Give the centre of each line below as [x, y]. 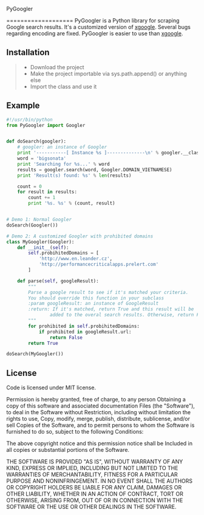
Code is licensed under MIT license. [51, 387]
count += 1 [42, 198]
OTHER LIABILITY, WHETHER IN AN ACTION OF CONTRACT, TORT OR [95, 494]
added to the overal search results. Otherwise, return [122, 315]
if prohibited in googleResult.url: [85, 332]
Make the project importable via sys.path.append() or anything [108, 73]
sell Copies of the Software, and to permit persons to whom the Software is [100, 425]
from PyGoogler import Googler [46, 125]
